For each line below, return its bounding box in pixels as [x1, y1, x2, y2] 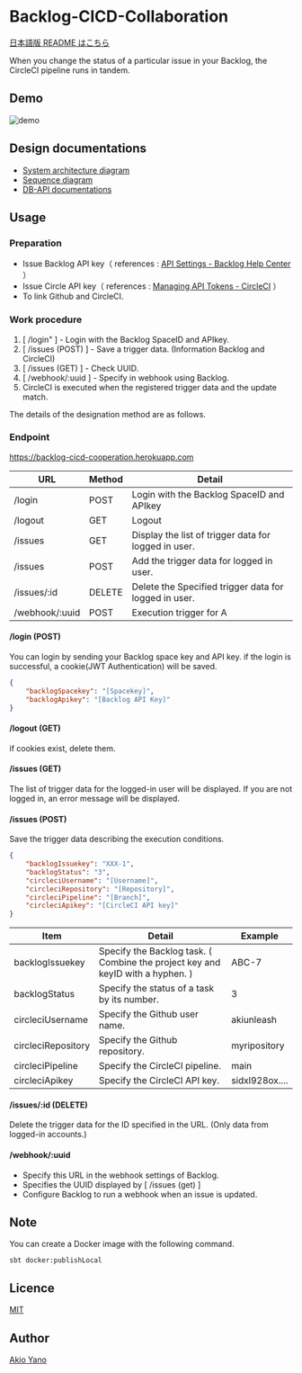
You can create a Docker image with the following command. [9, 1239, 235, 1250]
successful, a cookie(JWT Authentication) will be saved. [9, 661, 218, 672]
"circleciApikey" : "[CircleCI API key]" [25, 902, 179, 911]
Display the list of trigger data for [131, 528, 271, 541]
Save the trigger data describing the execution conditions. [9, 834, 225, 845]
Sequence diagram [22, 174, 93, 185]
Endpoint [9, 431, 50, 444]
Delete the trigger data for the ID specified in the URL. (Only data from [9, 1119, 269, 1130]
